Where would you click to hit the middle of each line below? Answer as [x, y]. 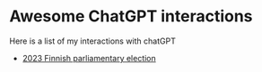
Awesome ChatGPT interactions [131, 16]
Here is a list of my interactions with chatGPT [93, 41]
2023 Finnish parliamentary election [89, 58]
